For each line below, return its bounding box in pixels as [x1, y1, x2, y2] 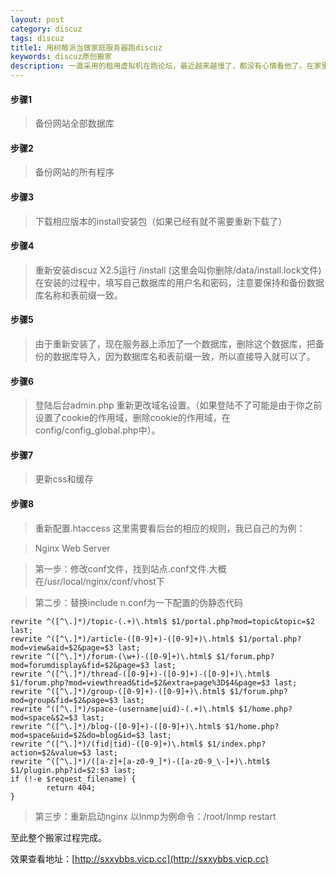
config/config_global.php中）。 [34, 424, 161, 436]
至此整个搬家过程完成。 [10, 831, 107, 843]
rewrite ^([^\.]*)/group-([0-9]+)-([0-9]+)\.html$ [10, 686, 226, 696]
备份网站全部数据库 [34, 117, 115, 130]
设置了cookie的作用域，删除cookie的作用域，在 [34, 412, 231, 424]
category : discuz [10, 24, 83, 34]
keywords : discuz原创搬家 [10, 52, 113, 62]
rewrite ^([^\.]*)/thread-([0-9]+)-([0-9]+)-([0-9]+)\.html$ [10, 669, 271, 679]
